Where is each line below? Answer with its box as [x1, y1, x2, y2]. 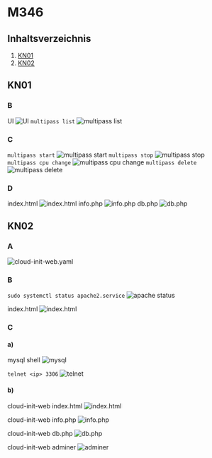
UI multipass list [7, 116, 76, 125]
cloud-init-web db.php [7, 429, 73, 437]
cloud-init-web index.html [7, 401, 83, 410]
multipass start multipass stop [7, 152, 154, 159]
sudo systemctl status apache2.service [7, 292, 125, 300]
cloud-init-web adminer [7, 442, 77, 451]
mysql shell [7, 356, 40, 364]
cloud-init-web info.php [7, 415, 77, 424]
